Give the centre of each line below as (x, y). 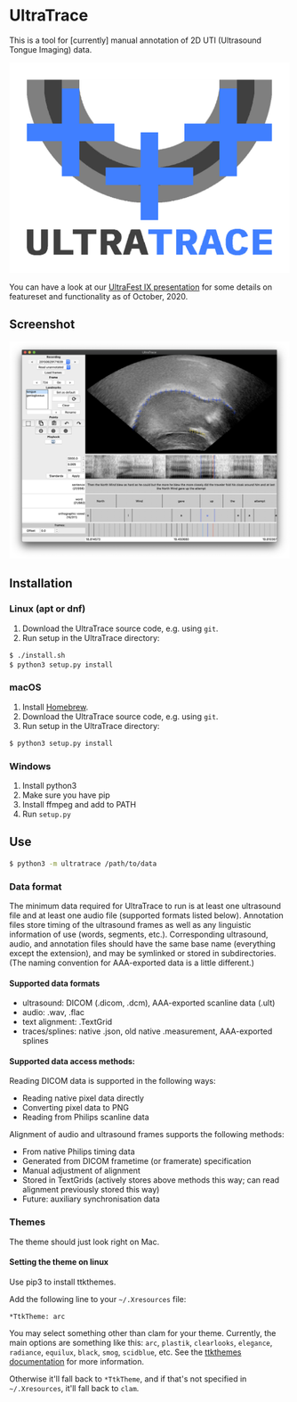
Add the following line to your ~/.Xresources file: (98, 1299)
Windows (30, 766)
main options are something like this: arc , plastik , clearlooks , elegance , (141, 1342)
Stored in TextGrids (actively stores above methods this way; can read (151, 1180)
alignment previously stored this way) (91, 1190)
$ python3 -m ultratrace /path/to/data (83, 864)
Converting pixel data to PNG (75, 1108)
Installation (41, 583)
